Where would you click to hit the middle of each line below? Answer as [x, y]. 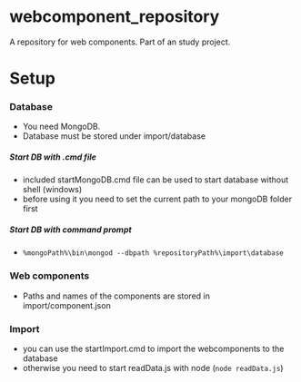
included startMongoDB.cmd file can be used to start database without [156, 180]
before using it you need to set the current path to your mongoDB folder [157, 199]
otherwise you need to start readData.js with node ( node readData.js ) [153, 367]
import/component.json [66, 305]
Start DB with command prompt [70, 230]
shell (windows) [52, 190]
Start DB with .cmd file [53, 157]
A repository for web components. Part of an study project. [120, 42]
